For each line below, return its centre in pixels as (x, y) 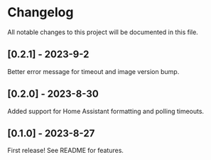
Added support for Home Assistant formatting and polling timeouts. (106, 111)
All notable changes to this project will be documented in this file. (103, 32)
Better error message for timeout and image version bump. (93, 71)
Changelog (40, 12)
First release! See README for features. (66, 151)
